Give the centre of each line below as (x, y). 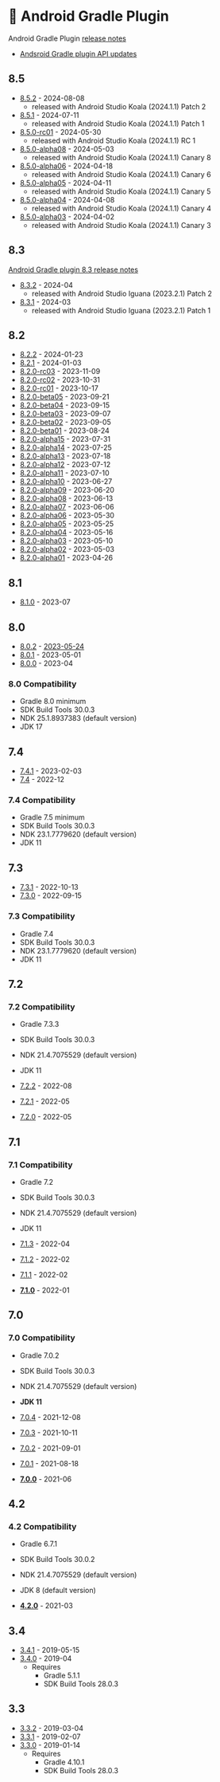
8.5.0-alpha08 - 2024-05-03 (67, 149)
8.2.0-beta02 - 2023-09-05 (65, 423)
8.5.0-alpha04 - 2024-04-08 (67, 199)
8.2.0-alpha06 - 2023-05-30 (67, 515)
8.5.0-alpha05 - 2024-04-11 (66, 183)
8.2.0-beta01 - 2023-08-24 (64, 431)
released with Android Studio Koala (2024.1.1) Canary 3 (122, 225)
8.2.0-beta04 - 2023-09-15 (65, 405)
